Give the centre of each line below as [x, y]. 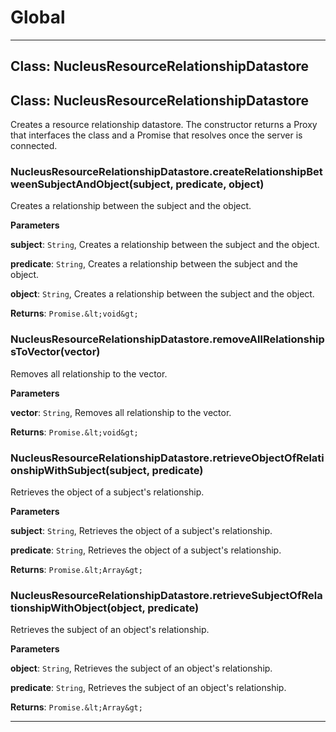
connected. [34, 146]
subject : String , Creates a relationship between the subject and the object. [165, 245]
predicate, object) [220, 184]
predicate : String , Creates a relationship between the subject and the [154, 264]
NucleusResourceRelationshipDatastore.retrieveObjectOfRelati [167, 458]
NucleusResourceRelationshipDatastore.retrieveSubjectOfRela [166, 595]
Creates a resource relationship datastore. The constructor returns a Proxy [164, 125]
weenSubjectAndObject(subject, [92, 184]
